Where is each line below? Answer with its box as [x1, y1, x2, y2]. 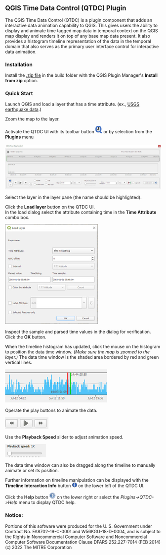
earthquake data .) [5, 107, 41, 112]
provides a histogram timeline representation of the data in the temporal [5, 38, 152, 44]
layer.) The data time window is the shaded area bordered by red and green [5, 354, 159, 360]
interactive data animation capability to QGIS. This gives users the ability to [5, 22, 158, 28]
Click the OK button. [5, 334, 46, 340]
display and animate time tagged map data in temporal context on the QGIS [5, 27, 158, 34]
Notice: [5, 512, 23, 519]
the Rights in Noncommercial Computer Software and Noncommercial [5, 534, 147, 540]
